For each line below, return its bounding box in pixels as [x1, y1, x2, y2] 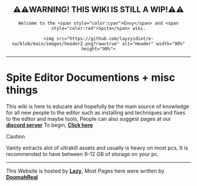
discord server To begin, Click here [6, 121, 93, 128]
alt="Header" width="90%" [122, 40, 186, 46]
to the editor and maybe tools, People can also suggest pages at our [6, 115, 171, 122]
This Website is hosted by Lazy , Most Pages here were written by [6, 167, 165, 174]
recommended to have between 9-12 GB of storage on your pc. [6, 150, 159, 157]
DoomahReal [6, 173, 38, 181]
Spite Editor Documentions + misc [6, 71, 175, 84]
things [6, 83, 38, 96]
